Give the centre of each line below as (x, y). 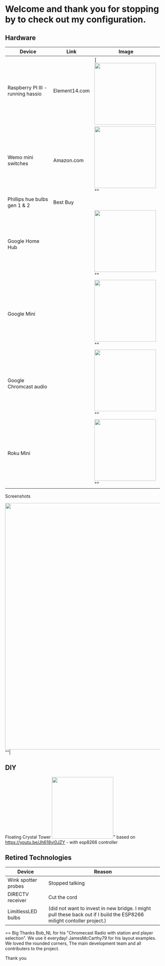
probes (16, 886)
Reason (103, 871)
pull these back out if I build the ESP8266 (96, 914)
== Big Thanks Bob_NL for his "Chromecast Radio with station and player (79, 932)
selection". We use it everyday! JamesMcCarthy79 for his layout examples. (81, 938)
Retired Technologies (39, 858)
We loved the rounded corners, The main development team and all (73, 943)
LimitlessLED (23, 911)
